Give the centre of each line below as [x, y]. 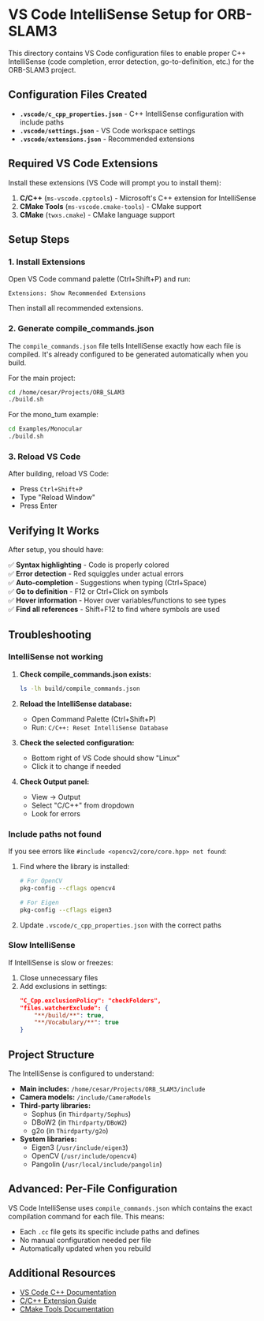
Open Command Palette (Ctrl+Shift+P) [93, 718]
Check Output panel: [54, 782]
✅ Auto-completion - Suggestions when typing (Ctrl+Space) [108, 583]
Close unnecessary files [59, 978]
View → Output [56, 797]
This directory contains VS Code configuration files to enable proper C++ [127, 53]
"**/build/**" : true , [69, 1015]
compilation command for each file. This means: [87, 1216]
